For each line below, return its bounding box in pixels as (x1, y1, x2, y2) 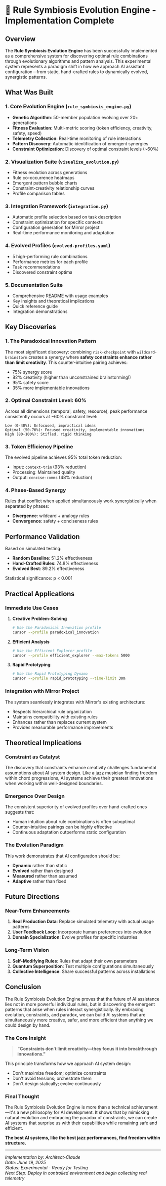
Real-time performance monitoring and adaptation (12, 230, 115, 236)
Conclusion (5, 983, 41, 991)
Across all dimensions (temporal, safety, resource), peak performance (5, 408, 148, 414)
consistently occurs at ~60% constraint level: (5, 413, 98, 419)
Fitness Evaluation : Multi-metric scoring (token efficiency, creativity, (12, 125, 153, 131)
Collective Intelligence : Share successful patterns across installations (12, 968, 156, 974)
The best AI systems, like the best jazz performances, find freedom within (5, 1135, 161, 1141)
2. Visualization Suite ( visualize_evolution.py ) (5, 158, 120, 165)
